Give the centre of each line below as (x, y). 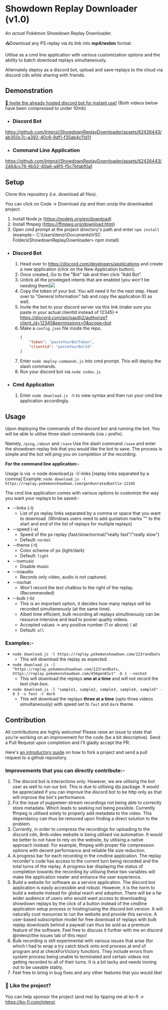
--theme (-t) (25, 545)
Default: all (32, 630)
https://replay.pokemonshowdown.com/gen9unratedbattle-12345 (70, 484)
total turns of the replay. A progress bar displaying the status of (78, 866)
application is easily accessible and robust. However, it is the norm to (83, 887)
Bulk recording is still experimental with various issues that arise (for (83, 941)
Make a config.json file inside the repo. (61, 328)
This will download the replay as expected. (64, 659)
